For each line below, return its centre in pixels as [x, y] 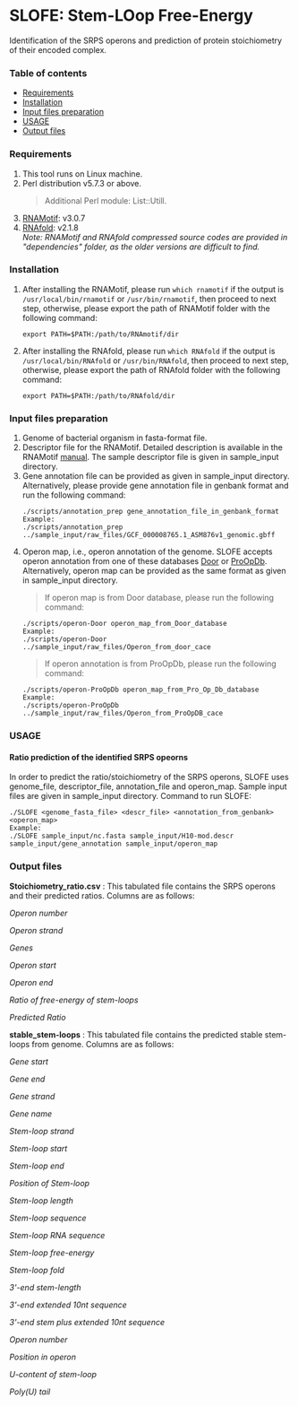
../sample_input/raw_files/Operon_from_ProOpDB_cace [123, 714]
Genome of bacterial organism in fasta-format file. [115, 438]
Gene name [30, 1114]
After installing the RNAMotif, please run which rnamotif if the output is [153, 289]
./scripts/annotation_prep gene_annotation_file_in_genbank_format [150, 512]
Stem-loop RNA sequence [57, 1235]
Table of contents [48, 73]
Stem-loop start [38, 1148]
